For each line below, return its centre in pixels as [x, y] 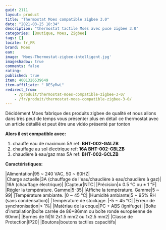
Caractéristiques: [24, 164]
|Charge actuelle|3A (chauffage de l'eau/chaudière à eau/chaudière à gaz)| [83, 179]
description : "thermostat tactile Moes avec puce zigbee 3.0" [72, 29]
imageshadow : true [24, 62]
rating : [13, 71]
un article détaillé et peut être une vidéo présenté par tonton [68, 124]
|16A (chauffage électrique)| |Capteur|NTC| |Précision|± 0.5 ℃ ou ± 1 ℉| [81, 185]
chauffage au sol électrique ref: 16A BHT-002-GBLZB [69, 149]
